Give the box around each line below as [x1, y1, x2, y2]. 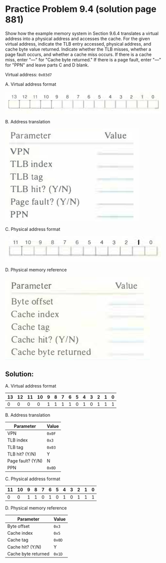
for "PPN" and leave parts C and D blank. [5, 62, 89, 68]
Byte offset [7, 523, 30, 529]
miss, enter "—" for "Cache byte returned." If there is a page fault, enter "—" [5, 56, 162, 62]
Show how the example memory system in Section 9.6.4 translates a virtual [5, 30, 159, 36]
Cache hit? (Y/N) [7, 544, 42, 550]
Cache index [7, 530, 33, 536]
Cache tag [7, 537, 29, 543]
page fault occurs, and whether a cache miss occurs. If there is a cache [5, 51, 152, 57]
